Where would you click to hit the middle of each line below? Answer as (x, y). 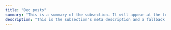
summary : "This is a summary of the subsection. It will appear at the (83, 15)
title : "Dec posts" (26, 10)
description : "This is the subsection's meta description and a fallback (85, 19)
